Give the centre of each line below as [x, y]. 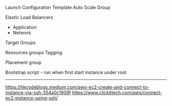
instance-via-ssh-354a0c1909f [38, 92]
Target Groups [20, 43]
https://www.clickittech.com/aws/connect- [117, 92]
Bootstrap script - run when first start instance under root [66, 72]
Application [25, 27]
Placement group [24, 62]
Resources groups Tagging [34, 52]
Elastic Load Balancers [29, 17]
